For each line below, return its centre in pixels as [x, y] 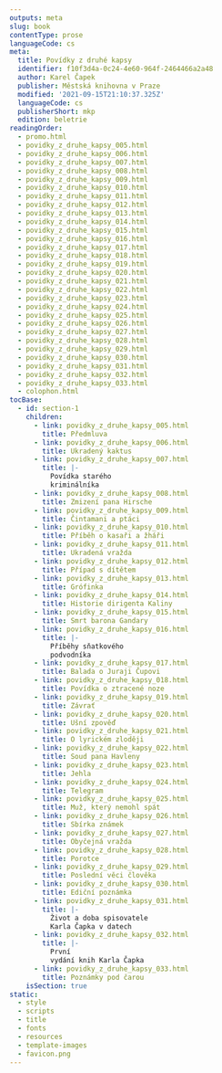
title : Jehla [67, 773]
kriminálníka [75, 485]
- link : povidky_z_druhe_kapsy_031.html [111, 900]
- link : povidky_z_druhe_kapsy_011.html [111, 544]
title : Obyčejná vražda [87, 841]
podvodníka [71, 655]
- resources [40, 1036]
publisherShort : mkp [56, 111]
